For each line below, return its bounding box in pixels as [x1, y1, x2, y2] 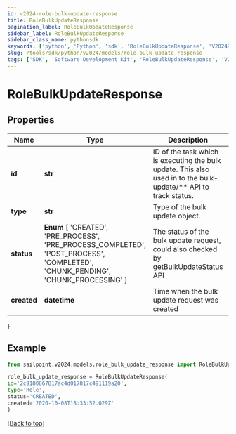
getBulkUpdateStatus [152, 261, 223, 271]
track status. [152, 190, 195, 200]
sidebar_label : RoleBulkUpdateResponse [7, 29, 124, 37]
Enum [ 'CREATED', [44, 222, 109, 232]
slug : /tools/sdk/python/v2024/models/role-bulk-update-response [7, 50, 202, 57]
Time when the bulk [152, 286, 218, 296]
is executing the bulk [152, 155, 221, 165]
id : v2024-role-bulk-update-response [7, 10, 118, 18]
